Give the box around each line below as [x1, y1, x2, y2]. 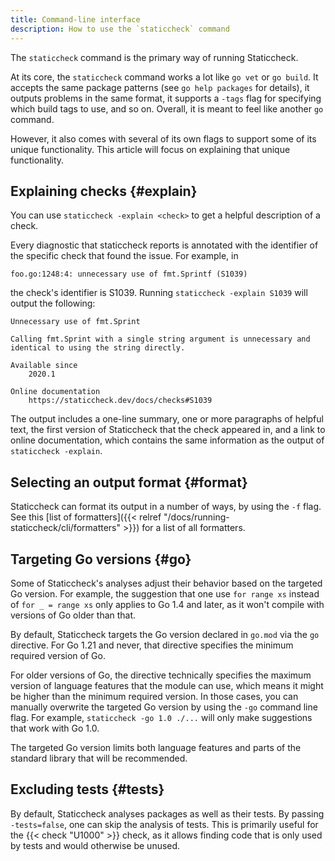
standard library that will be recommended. [10, 752, 188, 764]
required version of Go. [10, 649, 106, 661]
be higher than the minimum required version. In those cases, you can [10, 690, 299, 702]
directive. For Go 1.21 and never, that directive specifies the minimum [10, 639, 294, 651]
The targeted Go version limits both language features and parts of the [10, 741, 302, 753]
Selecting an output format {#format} [10, 474, 248, 491]
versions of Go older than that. [10, 609, 137, 621]
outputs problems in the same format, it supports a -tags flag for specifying [10, 92, 322, 104]
